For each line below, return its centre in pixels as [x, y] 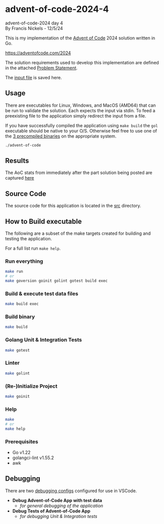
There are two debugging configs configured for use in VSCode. [71, 491]
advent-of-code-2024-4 [57, 9]
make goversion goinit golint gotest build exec [56, 281]
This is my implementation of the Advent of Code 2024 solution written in [80, 38]
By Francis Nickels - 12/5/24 [34, 28]
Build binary [20, 317]
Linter [12, 363]
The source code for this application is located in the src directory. [73, 206]
